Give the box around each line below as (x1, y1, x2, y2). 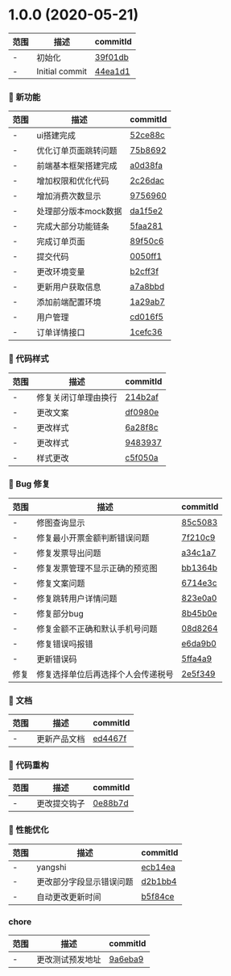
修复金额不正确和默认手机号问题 (36, 623, 159, 634)
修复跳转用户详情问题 (36, 592, 118, 604)
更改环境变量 (36, 267, 86, 278)
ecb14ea (141, 861, 175, 873)
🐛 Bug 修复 (8, 478, 51, 490)
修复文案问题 (36, 578, 86, 589)
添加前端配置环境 (36, 297, 102, 308)
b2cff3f (130, 266, 159, 277)
